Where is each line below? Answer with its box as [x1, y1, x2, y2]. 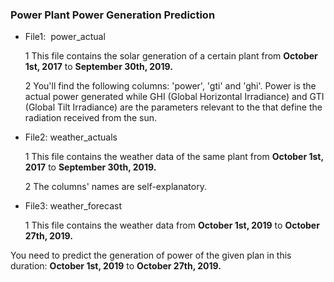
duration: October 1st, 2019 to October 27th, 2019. [10, 260, 222, 272]
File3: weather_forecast [24, 200, 122, 212]
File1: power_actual [24, 31, 106, 43]
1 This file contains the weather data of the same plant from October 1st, [24, 151, 324, 163]
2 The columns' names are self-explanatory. [24, 181, 207, 193]
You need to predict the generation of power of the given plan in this [10, 249, 292, 262]
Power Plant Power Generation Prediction [10, 8, 216, 22]
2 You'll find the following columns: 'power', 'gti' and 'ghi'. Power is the [24, 80, 317, 92]
